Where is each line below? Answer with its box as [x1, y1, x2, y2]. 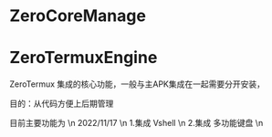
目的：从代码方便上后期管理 [9, 98, 114, 110]
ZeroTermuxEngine [9, 47, 158, 68]
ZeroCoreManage [9, 5, 146, 26]
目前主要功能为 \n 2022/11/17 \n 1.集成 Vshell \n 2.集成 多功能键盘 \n [9, 118, 264, 129]
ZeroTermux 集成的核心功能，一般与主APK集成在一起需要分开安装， [9, 79, 266, 90]
